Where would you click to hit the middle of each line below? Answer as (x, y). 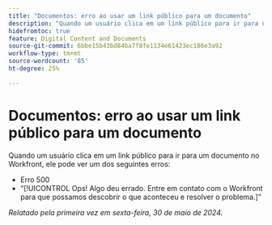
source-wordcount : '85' (49, 62)
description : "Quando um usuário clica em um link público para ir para (134, 23)
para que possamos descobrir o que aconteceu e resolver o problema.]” (140, 197)
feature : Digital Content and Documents (78, 38)
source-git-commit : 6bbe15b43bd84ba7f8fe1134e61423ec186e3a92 (115, 46)
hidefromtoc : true (39, 31)
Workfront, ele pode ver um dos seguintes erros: (89, 163)
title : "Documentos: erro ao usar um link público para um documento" (130, 16)
